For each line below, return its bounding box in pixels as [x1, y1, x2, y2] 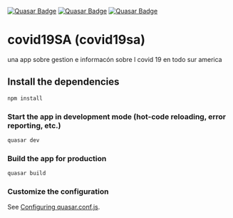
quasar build [7, 170, 46, 177]
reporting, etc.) [7, 120, 61, 130]
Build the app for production [7, 153, 107, 163]
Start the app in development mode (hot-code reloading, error [7, 111, 227, 121]
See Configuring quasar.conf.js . [7, 203, 100, 212]
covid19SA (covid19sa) [7, 32, 146, 48]
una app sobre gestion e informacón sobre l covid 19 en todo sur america [7, 55, 222, 63]
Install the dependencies [7, 76, 120, 88]
